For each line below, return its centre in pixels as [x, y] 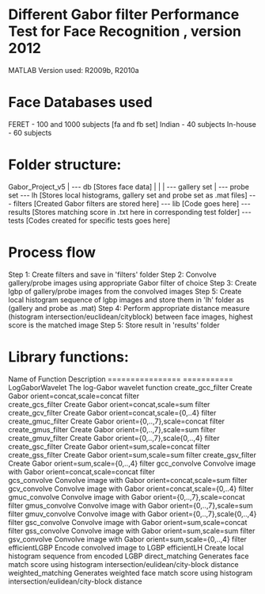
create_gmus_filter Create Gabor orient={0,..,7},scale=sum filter [112, 429]
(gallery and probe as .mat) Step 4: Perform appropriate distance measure [129, 308]
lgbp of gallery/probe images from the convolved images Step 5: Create [125, 291]
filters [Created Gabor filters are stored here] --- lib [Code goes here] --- [132, 203]
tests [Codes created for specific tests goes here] [89, 220]
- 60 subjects [30, 132]
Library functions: [68, 356]
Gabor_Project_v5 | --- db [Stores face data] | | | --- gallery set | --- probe [129, 186]
